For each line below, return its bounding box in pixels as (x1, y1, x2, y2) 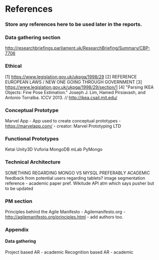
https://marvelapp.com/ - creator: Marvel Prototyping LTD (5, 123, 121, 129)
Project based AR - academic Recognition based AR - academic (5, 249, 134, 255)
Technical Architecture (5, 159, 61, 165)
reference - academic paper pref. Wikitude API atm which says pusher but (5, 180, 155, 186)
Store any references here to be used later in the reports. (5, 21, 142, 28)
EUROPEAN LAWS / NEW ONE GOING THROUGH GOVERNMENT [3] (5, 79, 142, 85)
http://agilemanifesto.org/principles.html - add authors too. (5, 214, 123, 220)
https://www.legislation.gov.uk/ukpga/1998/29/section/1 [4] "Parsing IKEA (5, 84, 154, 90)
